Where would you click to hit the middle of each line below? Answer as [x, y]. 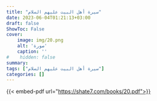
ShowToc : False [25, 29]
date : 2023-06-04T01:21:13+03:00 [48, 18]
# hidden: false [31, 57]
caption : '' [32, 52]
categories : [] [25, 74]
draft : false [23, 23]
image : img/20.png [40, 40]
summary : [17, 63]
